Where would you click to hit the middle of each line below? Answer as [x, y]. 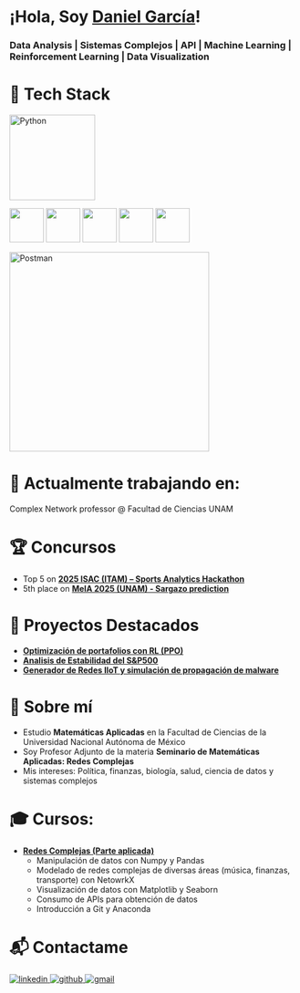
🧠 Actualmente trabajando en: [125, 484]
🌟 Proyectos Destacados [104, 626]
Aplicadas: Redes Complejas [78, 761]
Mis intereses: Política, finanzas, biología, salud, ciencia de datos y [148, 771]
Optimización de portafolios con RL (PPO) [103, 650]
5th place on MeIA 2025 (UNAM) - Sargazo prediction [126, 588]
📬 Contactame [69, 947]
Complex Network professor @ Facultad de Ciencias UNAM [122, 509]
